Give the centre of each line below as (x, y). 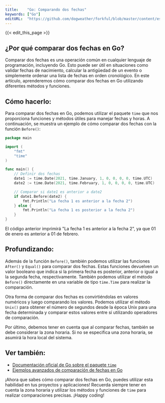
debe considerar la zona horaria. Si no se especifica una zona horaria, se (79, 332)
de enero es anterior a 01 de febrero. (42, 234)
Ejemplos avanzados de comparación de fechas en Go (67, 370)
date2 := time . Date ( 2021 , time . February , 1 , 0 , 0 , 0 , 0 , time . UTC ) (84, 183)
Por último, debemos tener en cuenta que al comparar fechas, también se (80, 327)
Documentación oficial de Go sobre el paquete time (64, 365)
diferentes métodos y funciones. (38, 86)
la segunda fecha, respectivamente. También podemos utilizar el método (79, 277)
